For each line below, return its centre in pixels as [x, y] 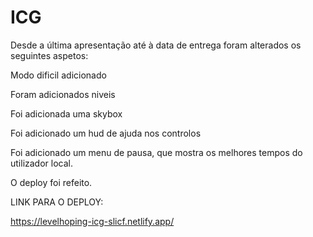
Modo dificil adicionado [58, 75]
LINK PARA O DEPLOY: [57, 202]
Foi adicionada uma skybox [66, 113]
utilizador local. [42, 163]
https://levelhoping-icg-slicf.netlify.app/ [92, 221]
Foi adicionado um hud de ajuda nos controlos [106, 133]
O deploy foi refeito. [51, 182]
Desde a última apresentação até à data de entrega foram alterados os [156, 45]
